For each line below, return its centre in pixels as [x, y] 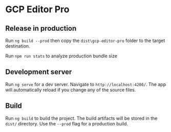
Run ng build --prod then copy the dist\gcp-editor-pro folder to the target [85, 40]
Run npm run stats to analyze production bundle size [61, 56]
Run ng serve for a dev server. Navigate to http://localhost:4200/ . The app [86, 84]
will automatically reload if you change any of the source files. [71, 90]
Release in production [41, 28]
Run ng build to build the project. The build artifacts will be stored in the [81, 118]
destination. [18, 46]
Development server [39, 72]
